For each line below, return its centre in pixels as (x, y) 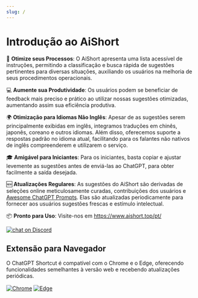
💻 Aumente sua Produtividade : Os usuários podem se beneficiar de (92, 90)
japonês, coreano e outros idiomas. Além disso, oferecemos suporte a (94, 132)
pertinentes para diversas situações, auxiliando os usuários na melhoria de (99, 71)
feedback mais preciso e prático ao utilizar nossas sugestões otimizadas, (97, 99)
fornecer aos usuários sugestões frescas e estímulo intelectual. (85, 204)
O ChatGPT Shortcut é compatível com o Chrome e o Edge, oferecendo (95, 263)
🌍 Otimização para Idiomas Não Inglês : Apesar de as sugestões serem (96, 117)
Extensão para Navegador (56, 248)
